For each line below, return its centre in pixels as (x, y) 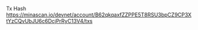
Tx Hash (16, 9)
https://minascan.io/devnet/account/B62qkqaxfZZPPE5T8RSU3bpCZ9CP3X (99, 15)
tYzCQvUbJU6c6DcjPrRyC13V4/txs (49, 21)
